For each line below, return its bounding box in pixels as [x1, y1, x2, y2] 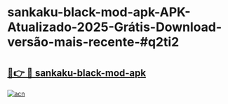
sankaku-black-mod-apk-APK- [7, 4, 191, 20]
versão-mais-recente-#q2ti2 [7, 34, 180, 50]
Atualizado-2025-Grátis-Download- [7, 19, 222, 35]
